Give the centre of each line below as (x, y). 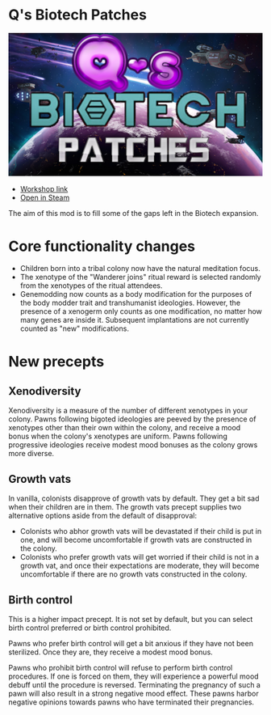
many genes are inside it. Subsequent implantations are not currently (135, 320)
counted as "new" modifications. (74, 328)
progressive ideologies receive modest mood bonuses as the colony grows (133, 445)
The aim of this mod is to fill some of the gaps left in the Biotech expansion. (133, 214)
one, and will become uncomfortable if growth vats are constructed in (136, 540)
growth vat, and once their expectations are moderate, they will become (140, 566)
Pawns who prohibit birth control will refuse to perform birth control (121, 668)
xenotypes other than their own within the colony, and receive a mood (125, 428)
